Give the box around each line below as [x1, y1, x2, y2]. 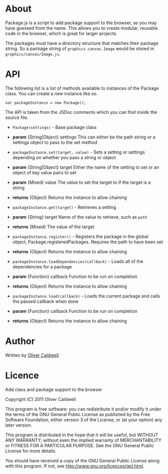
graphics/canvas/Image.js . [5, 51, 61, 57]
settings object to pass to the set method [12, 139, 98, 145]
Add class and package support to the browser [5, 386, 103, 392]
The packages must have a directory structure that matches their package [5, 40, 159, 46]
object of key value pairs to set [12, 169, 77, 175]
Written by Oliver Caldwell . [5, 352, 60, 358]
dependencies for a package [12, 263, 72, 269]
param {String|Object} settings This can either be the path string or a [12, 134, 155, 140]
